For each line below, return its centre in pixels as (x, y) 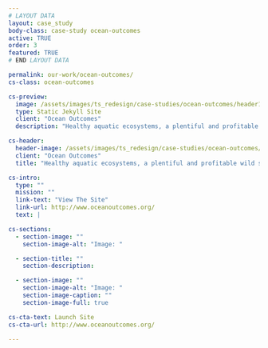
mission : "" (35, 193)
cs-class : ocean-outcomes (51, 82)
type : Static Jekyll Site (59, 112)
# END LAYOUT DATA (39, 61)
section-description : (58, 266)
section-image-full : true (66, 302)
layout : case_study (41, 23)
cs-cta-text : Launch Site (51, 317)
